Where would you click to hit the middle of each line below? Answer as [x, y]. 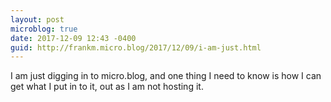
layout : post [37, 19]
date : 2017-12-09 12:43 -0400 [73, 38]
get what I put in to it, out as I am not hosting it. [107, 87]
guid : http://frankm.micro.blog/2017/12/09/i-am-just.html [136, 47]
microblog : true [44, 29]
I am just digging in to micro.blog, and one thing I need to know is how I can [166, 76]
